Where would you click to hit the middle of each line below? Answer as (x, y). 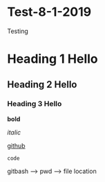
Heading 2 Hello (42, 84)
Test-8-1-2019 (49, 12)
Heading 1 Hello (52, 59)
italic (14, 132)
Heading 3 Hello (35, 104)
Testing (18, 31)
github (16, 145)
